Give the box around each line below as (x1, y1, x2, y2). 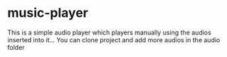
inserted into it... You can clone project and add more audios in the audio (7, 35, 221, 44)
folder (7, 43, 25, 51)
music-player (7, 5, 89, 21)
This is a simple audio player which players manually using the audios (7, 28, 211, 37)
